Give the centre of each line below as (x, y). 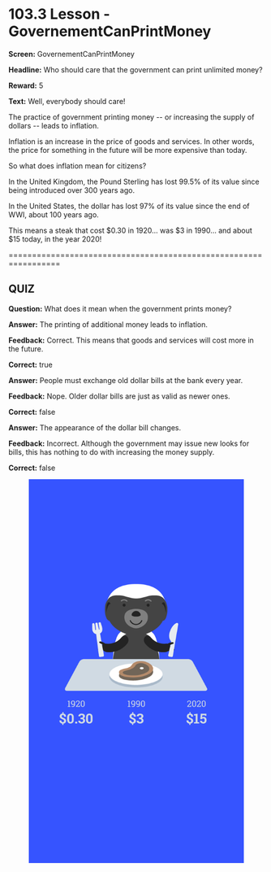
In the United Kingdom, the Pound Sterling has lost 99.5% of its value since (134, 181)
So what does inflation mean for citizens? (77, 166)
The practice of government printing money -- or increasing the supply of (131, 117)
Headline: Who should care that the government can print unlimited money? (135, 69)
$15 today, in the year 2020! (55, 239)
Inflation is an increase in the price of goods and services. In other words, (131, 141)
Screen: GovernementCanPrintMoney (72, 54)
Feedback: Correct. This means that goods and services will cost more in (131, 340)
